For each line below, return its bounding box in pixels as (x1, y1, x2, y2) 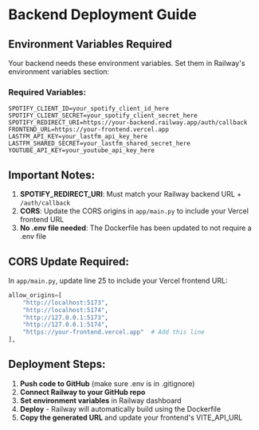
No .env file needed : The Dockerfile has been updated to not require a (19, 223, 253, 233)
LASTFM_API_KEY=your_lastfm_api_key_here (8, 133, 148, 141)
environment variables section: (8, 67, 110, 76)
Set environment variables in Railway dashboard (19, 396, 182, 405)
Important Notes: (8, 168, 96, 182)
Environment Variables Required (8, 37, 173, 51)
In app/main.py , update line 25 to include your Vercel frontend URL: (8, 276, 228, 285)
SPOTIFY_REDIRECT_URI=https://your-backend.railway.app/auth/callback (8, 119, 248, 127)
